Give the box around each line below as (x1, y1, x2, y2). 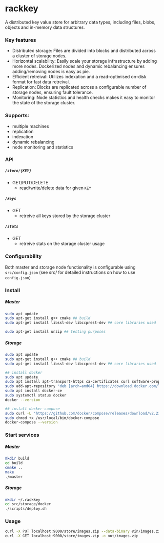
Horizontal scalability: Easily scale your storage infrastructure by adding (12, 58, 157, 64)
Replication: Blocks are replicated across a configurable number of (12, 84, 146, 90)
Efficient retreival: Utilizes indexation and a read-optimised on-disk (12, 74, 146, 80)
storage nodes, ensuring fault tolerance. (12, 89, 93, 96)
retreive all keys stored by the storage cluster (19, 213, 111, 219)
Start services (5, 432, 40, 439)
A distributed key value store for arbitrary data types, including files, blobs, (5, 19, 156, 25)
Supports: (5, 112, 30, 119)
